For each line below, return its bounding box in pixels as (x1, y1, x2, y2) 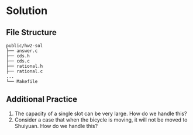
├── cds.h (6, 53, 30, 59)
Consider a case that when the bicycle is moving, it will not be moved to (14, 116, 188, 123)
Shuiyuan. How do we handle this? (14, 122, 98, 129)
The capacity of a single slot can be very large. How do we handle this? (14, 110, 187, 117)
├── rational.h (6, 63, 43, 69)
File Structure (6, 27, 57, 37)
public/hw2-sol (6, 43, 43, 49)
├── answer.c (6, 48, 38, 54)
